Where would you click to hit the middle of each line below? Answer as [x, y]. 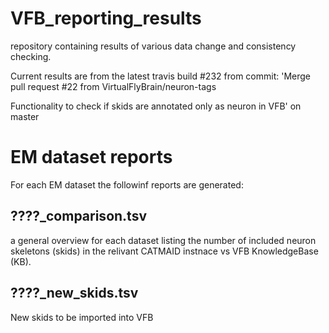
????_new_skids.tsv [74, 293]
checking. [31, 56]
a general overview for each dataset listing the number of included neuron [163, 240]
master [25, 116]
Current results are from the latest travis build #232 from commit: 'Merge [160, 76]
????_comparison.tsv [78, 216]
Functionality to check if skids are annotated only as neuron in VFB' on [156, 106]
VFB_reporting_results [106, 18]
